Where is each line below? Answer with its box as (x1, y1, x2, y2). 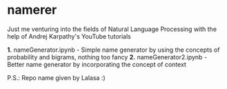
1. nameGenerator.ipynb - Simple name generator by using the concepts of (7, 46, 220, 54)
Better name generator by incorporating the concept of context (7, 60, 186, 68)
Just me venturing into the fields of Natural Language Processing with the (7, 25, 217, 33)
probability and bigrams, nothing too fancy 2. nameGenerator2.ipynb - (7, 52, 208, 61)
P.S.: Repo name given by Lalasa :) (7, 73, 106, 81)
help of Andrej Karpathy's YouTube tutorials (7, 32, 131, 40)
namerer (7, 2, 57, 18)
